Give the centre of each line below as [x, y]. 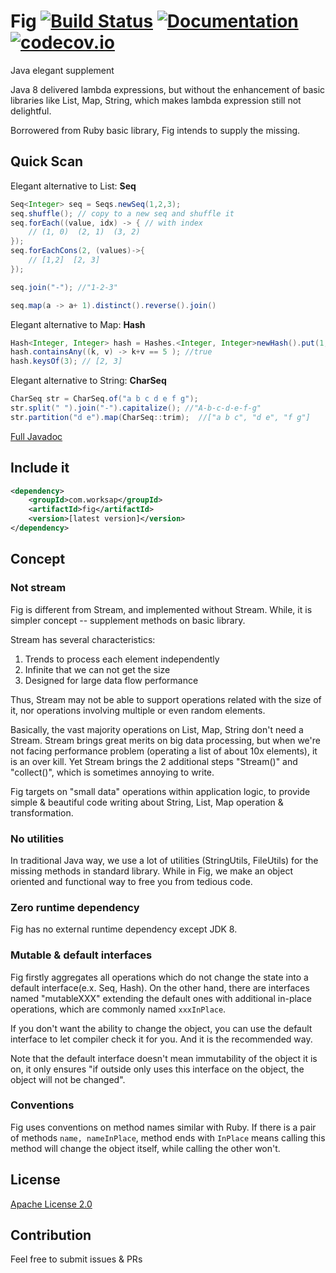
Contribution [51, 1235]
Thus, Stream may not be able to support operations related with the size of [166, 699]
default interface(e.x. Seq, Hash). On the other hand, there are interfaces [160, 987]
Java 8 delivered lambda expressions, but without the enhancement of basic [168, 89]
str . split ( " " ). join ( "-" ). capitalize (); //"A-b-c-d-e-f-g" [136, 408]
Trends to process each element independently [122, 659]
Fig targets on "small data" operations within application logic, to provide [160, 791]
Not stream [38, 588]
